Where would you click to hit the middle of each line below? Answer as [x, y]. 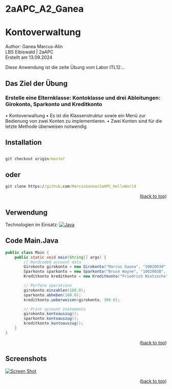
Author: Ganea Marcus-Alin [34, 47]
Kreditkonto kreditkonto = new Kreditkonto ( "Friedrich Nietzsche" [96, 276]
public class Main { [27, 252]
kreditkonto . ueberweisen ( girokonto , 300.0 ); [72, 300]
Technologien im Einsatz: [32, 225]
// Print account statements [55, 309]
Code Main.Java [32, 241]
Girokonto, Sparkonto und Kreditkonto [54, 104]
